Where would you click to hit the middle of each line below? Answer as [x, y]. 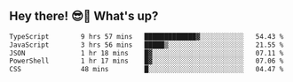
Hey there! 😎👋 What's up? [84, 16]
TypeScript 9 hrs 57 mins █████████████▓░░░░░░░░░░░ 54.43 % [146, 36]
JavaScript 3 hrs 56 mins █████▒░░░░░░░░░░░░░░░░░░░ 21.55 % [146, 45]
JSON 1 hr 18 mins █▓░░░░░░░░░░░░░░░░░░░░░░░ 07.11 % [146, 53]
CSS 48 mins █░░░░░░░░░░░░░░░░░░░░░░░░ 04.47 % [146, 70]
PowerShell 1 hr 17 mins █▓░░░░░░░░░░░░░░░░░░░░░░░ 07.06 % [146, 61]
